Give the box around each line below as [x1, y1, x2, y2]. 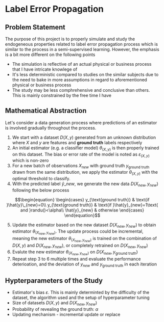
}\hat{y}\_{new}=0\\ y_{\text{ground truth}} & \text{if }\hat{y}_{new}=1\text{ [6, 202, 158, 208]
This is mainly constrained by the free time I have [12, 92, 112, 98]
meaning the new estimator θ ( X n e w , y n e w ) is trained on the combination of [12, 235, 157, 243]
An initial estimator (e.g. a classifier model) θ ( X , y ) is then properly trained [12, 145, 159, 152]
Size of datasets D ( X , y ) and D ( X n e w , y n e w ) [12, 300, 97, 307]
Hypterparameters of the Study [5, 276, 103, 285]
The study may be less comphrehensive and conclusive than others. [12, 87, 150, 93]
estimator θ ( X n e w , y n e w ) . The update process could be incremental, [12, 228, 143, 236]
